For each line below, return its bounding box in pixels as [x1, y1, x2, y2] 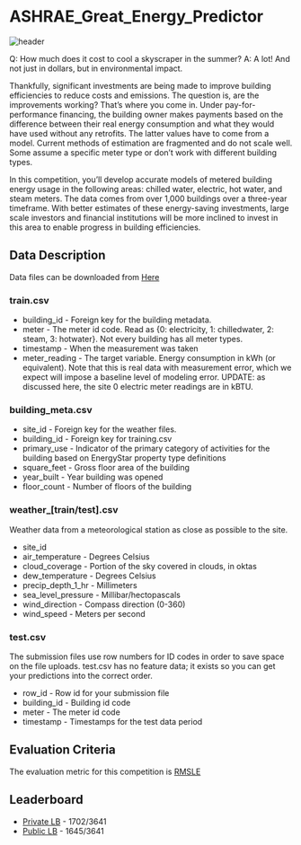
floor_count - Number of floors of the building [22, 481, 192, 492]
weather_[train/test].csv [9, 504, 119, 516]
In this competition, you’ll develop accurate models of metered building [9, 173, 272, 185]
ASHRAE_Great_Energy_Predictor [9, 6, 263, 27]
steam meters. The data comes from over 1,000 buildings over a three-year [9, 193, 288, 204]
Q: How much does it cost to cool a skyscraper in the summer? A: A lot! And [9, 53, 290, 64]
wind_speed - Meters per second [22, 608, 146, 619]
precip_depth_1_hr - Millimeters [22, 579, 137, 590]
